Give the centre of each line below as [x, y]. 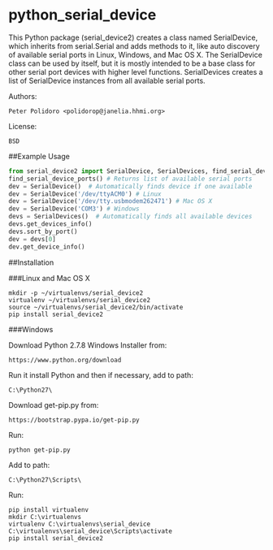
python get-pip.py [39, 450]
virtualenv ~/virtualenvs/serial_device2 [80, 300]
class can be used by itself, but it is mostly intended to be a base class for [132, 63]
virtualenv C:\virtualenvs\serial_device [80, 524]
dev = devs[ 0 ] [32, 239]
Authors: [23, 96]
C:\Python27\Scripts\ [45, 480]
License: [23, 126]
